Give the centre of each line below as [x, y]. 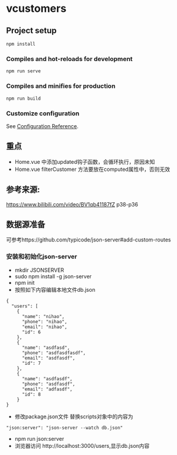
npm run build [24, 98]
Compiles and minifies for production [61, 86]
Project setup [32, 31]
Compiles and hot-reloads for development [70, 59]
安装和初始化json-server [42, 257]
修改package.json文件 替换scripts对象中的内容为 [74, 416]
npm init [25, 282]
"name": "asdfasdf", [47, 378]
